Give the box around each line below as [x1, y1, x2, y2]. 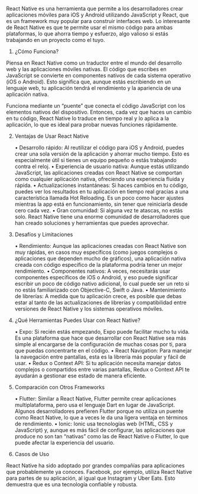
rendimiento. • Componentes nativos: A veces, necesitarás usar [14, 267, 170, 275]
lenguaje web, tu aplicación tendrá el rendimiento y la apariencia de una [6, 85, 181, 91]
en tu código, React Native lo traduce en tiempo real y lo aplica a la [6, 115, 170, 122]
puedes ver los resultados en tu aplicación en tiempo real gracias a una [14, 188, 189, 195]
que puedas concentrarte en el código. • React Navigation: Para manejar [14, 347, 192, 354]
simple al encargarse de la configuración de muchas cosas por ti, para [14, 341, 187, 348]
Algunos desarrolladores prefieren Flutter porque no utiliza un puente [14, 408, 184, 415]
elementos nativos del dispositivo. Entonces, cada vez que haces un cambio [6, 109, 192, 115]
